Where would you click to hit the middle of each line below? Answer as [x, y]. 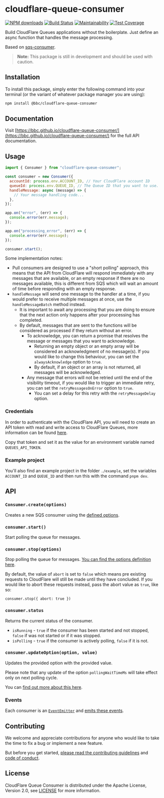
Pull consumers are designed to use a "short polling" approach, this [80, 268]
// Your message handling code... [49, 195]
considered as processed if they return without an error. [76, 331]
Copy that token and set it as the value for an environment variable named [80, 442]
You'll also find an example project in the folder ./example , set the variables [81, 470]
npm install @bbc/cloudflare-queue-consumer [51, 103]
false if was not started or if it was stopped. [57, 635]
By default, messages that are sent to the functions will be [78, 325]
